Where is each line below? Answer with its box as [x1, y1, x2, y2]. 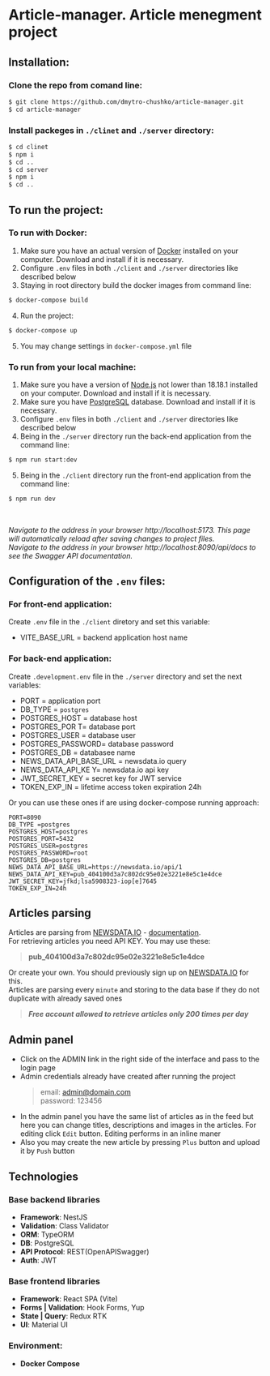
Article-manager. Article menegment [8, 6, 263, 24]
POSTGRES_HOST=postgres [8, 827, 89, 836]
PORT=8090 [8, 813, 42, 821]
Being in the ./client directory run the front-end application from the [19, 470, 251, 480]
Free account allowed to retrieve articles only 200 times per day [27, 1009, 249, 1019]
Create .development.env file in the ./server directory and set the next [8, 671, 243, 681]
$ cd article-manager [8, 105, 82, 114]
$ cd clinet [8, 143, 49, 151]
